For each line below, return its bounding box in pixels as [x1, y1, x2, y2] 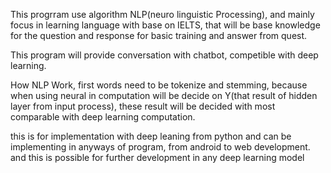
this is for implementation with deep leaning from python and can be [10, 130, 292, 142]
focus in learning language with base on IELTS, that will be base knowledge [10, 19, 321, 31]
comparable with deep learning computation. [10, 111, 196, 123]
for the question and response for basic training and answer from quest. [10, 30, 308, 41]
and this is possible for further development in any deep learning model [10, 152, 305, 163]
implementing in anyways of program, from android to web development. [10, 141, 311, 153]
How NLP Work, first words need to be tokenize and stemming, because [10, 79, 308, 91]
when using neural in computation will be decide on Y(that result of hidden [10, 90, 318, 101]
